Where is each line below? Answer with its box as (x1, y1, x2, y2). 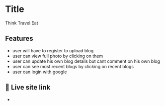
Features (5, 34, 33, 43)
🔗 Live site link (5, 83, 51, 92)
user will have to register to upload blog (12, 47, 94, 53)
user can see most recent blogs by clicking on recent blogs (12, 63, 134, 69)
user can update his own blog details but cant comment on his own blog (12, 58, 161, 64)
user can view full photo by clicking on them (12, 53, 103, 59)
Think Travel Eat (5, 20, 38, 26)
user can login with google (12, 69, 67, 75)
